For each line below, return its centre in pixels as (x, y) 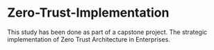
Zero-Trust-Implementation (88, 13)
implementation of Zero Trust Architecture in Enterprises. (89, 39)
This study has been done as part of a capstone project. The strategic (107, 32)
